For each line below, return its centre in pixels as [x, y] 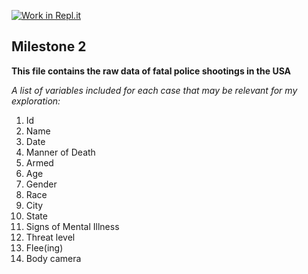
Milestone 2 [49, 46]
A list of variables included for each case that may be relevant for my [154, 90]
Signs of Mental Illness [72, 226]
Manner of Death [60, 152]
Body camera [53, 258]
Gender [41, 184]
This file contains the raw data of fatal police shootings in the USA [151, 71]
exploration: [36, 101]
